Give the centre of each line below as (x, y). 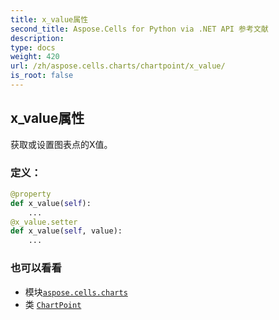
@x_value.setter (44, 222)
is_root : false (42, 76)
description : (37, 38)
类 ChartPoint (53, 304)
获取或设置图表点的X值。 (61, 144)
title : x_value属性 (49, 19)
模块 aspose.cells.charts (76, 292)
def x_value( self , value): (66, 231)
